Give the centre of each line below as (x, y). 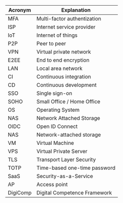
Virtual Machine (55, 143)
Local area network (59, 68)
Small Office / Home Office (68, 102)
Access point (52, 184)
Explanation (76, 10)
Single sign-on (54, 93)
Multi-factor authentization (69, 19)
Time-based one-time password (76, 168)
